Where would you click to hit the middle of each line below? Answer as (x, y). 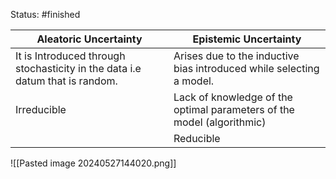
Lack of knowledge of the (233, 97)
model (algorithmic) (220, 122)
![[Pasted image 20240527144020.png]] (93, 163)
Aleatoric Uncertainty (89, 39)
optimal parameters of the (234, 109)
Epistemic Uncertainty (247, 39)
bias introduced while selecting (246, 68)
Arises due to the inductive (236, 56)
